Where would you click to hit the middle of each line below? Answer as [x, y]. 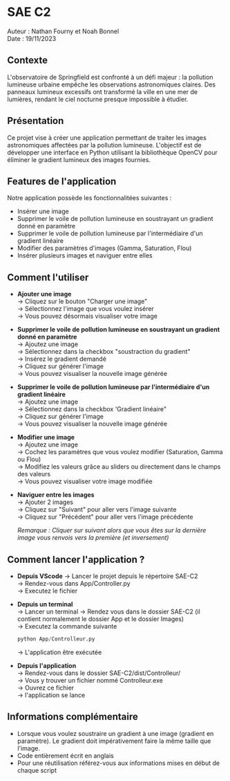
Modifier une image [46, 438]
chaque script [37, 770]
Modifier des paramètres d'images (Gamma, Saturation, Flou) [104, 248]
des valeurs [34, 474]
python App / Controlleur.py [56, 639]
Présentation [36, 121]
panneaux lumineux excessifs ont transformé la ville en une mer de [103, 91]
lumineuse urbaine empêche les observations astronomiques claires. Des [112, 84]
